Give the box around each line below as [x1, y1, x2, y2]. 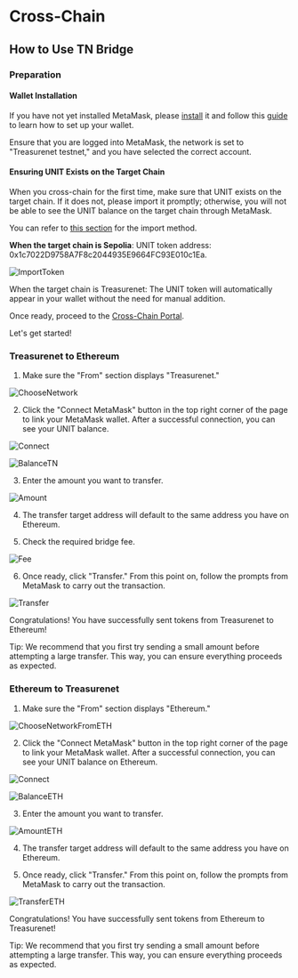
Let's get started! [9, 327, 73, 338]
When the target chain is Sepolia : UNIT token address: [9, 239, 212, 250]
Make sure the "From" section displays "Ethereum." [21, 703, 211, 714]
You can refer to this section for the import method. [9, 222, 197, 233]
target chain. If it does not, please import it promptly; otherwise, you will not [9, 196, 287, 206]
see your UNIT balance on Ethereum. [21, 756, 158, 767]
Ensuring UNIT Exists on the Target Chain [9, 166, 165, 177]
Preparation [9, 69, 62, 81]
